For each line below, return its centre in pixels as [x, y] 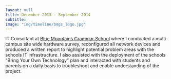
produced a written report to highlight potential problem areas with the [80, 49]
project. [14, 71]
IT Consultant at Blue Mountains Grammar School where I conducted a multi [86, 39]
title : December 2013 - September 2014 [48, 15]
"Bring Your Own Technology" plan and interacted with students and [78, 60]
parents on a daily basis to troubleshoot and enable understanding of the [82, 66]
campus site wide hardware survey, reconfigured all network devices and [83, 44]
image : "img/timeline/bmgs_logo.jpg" [46, 24]
